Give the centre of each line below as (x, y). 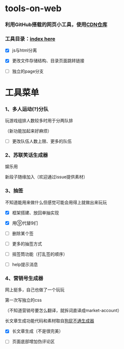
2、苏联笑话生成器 (27, 155)
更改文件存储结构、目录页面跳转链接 (48, 61)
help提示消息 (25, 265)
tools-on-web (33, 9)
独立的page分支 (28, 71)
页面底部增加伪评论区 (33, 342)
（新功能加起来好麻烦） (28, 131)
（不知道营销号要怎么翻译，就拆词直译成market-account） (63, 311)
